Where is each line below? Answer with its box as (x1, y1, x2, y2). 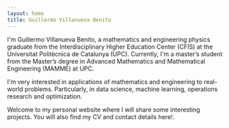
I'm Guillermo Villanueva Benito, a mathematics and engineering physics (7, 35, 211, 43)
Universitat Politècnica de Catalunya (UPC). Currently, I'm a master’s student (7, 49, 223, 58)
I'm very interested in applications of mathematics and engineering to (7, 77, 203, 86)
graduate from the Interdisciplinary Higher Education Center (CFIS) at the (7, 42, 213, 51)
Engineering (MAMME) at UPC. (7, 64, 94, 73)
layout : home (7, 10, 44, 17)
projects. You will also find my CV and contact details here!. (7, 112, 175, 120)
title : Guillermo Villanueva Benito (7, 16, 111, 23)
